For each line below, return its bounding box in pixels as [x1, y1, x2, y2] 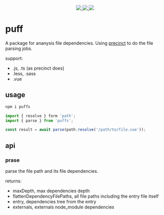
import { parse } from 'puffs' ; [5, 118, 73, 123]
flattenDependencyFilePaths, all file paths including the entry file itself [12, 193, 159, 199]
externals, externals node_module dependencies [12, 204, 115, 210]
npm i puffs [5, 104, 30, 109]
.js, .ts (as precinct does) [12, 65, 65, 71]
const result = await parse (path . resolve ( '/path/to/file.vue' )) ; [5, 127, 146, 132]
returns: [5, 178, 22, 184]
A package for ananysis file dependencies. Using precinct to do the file [5, 40, 153, 46]
